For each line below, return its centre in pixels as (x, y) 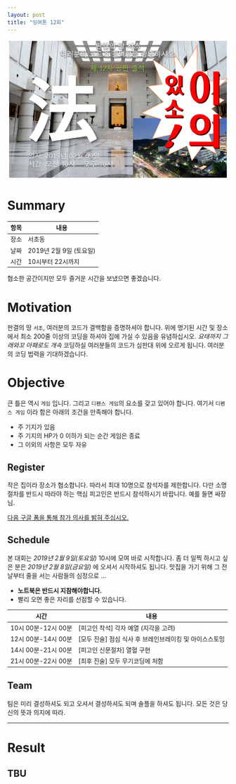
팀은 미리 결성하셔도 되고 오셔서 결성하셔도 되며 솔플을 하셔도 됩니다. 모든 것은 (114, 703)
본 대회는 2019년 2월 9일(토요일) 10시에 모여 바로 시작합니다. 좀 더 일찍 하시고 (114, 558)
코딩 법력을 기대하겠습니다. (51, 354)
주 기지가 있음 (36, 427)
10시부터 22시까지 (54, 261)
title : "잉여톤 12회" (36, 22)
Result (26, 748)
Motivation (40, 307)
